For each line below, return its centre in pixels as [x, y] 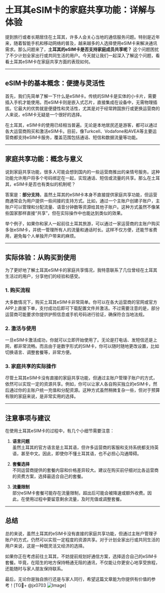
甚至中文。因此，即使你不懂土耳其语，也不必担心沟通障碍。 [81, 454]
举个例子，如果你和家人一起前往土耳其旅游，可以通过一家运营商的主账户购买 [82, 223]
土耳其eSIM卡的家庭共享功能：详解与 [80, 10]
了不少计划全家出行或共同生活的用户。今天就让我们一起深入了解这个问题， [80, 55]
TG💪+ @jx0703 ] [41, 585]
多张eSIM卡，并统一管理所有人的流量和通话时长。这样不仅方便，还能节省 [79, 230]
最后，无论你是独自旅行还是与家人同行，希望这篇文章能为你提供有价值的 [78, 579]
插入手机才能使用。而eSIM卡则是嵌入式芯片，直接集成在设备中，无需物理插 [81, 102]
